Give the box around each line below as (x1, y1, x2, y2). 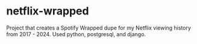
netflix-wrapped (6, 4, 89, 18)
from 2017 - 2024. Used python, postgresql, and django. (6, 30, 146, 37)
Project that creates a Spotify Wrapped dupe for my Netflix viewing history (6, 24, 192, 31)
